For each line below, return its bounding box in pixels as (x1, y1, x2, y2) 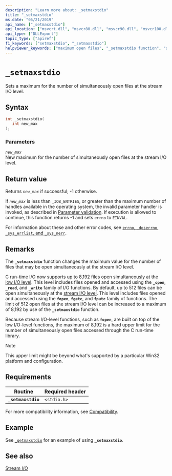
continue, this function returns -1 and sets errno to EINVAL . (5, 215, 128, 221)
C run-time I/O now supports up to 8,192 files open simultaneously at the (5, 274, 159, 280)
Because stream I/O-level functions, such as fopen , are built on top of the (5, 316, 160, 322)
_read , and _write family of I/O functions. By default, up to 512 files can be (5, 284, 162, 291)
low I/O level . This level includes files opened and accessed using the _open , (5, 279, 166, 285)
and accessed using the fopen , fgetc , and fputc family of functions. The (5, 295, 157, 301)
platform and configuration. (5, 358, 63, 364)
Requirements (5, 372, 51, 382)
